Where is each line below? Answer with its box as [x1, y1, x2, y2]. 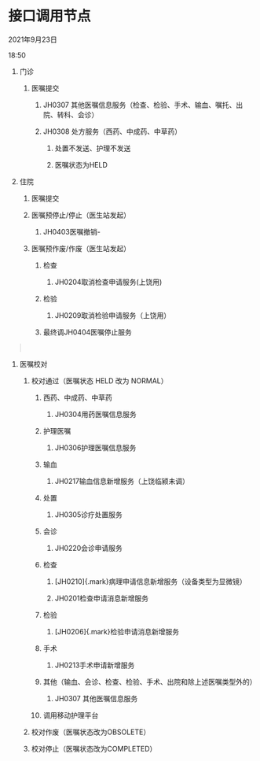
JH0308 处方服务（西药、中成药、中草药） [42, 127, 182, 136]
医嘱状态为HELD [54, 160, 108, 169]
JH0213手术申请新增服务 [54, 660, 135, 670]
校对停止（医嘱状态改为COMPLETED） [31, 744, 157, 753]
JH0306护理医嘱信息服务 [54, 442, 137, 453]
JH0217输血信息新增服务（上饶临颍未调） [54, 476, 190, 486]
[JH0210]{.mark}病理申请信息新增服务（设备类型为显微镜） [54, 576, 247, 586]
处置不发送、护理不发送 [54, 143, 131, 153]
